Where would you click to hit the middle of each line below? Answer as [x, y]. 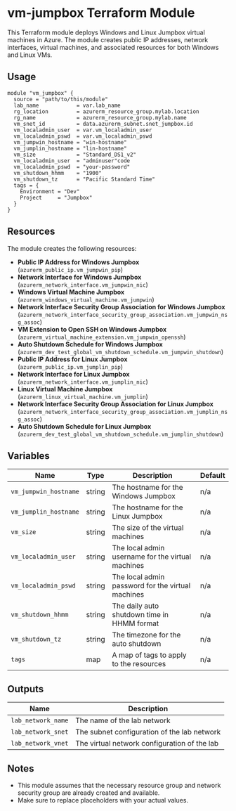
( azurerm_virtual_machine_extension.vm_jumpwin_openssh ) [101, 337]
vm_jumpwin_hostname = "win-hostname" [71, 142]
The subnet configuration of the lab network [148, 732]
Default [212, 476]
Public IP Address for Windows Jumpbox [78, 262]
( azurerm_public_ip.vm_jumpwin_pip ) [70, 269]
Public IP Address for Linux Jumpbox [72, 359]
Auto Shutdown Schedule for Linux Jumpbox [84, 426]
